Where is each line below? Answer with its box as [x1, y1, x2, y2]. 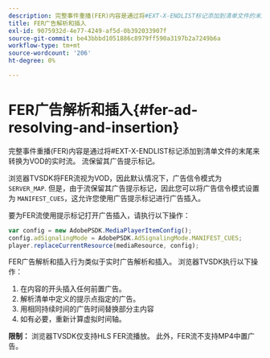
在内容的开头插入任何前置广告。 [19, 284, 126, 294]
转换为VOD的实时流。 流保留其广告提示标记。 [8, 156, 159, 166]
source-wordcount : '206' [8, 49, 92, 57]
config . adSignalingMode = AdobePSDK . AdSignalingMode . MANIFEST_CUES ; [8, 234, 243, 242]
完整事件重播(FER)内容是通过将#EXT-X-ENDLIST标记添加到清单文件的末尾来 [8, 146, 260, 155]
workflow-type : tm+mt [8, 42, 81, 50]
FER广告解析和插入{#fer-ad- [8, 101, 198, 119]
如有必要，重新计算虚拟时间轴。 [19, 315, 126, 324]
